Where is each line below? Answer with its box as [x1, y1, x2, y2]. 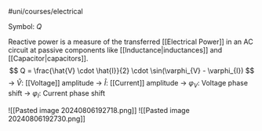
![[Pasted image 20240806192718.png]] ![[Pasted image [8, 105, 190, 115]
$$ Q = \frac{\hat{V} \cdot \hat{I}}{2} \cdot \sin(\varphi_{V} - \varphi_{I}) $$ [9, 66, 255, 75]
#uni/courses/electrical [8, 7, 84, 16]
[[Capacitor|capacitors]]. [8, 54, 89, 63]
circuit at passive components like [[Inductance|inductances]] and [8, 45, 223, 54]
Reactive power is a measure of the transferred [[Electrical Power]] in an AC [8, 37, 253, 46]
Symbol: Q [8, 22, 42, 31]
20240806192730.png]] [8, 114, 86, 123]
